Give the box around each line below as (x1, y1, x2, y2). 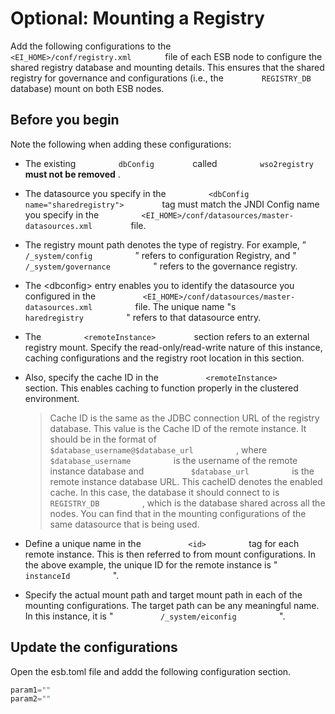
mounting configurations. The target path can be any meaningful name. (24, 599, 320, 611)
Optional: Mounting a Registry (10, 7, 265, 30)
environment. (24, 392, 80, 404)
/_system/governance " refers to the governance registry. (24, 260, 298, 272)
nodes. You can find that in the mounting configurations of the (49, 507, 307, 519)
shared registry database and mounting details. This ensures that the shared (10, 61, 325, 73)
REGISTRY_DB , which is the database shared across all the (49, 497, 326, 509)
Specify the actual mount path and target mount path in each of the (24, 588, 303, 601)
